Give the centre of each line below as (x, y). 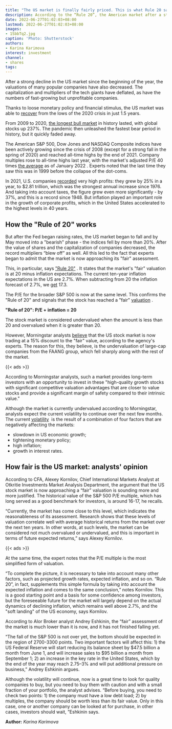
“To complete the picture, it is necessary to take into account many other (82, 573)
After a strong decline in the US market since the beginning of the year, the (84, 82)
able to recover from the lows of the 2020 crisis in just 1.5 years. (73, 114)
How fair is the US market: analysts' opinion (77, 467)
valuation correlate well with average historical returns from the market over (85, 522)
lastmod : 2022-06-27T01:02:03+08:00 (44, 24)
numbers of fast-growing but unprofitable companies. (62, 98)
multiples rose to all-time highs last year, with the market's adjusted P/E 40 (84, 160)
